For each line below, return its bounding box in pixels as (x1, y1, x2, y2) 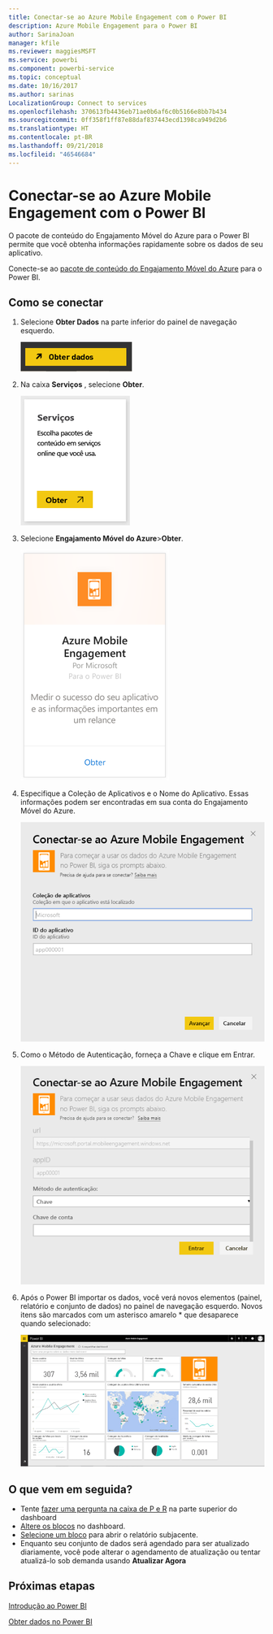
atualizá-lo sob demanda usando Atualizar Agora (19, 1555, 187, 1565)
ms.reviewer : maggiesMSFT (8, 47, 96, 56)
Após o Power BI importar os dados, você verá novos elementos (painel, (19, 1293, 262, 1302)
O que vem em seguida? (8, 1482, 132, 1496)
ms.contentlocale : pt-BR (8, 133, 93, 141)
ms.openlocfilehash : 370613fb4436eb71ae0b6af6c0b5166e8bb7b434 (8, 107, 227, 115)
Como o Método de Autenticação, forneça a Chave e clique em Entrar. (19, 1049, 256, 1059)
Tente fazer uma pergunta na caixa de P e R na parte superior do (19, 1504, 238, 1514)
